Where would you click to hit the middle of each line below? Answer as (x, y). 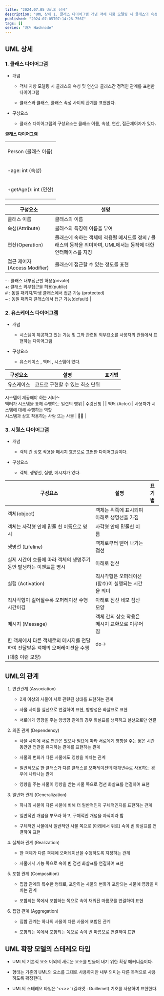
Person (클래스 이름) (30, 151)
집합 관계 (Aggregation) (35, 911)
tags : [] (14, 23)
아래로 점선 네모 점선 (118, 600)
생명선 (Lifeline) (25, 547)
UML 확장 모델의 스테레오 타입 (48, 949)
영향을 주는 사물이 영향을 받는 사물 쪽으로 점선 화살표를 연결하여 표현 (84, 784)
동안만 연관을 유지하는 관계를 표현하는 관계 (60, 747)
